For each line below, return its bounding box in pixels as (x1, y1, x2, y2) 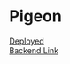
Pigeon (9, 6, 62, 27)
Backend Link (9, 44, 59, 55)
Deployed (9, 36, 44, 46)
